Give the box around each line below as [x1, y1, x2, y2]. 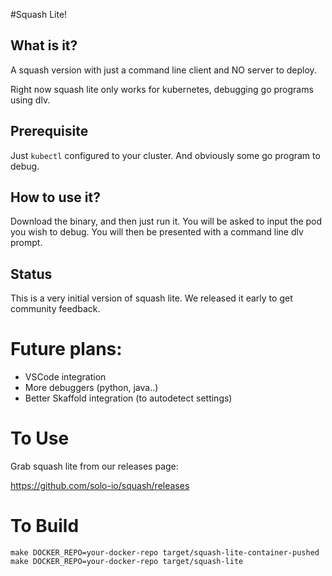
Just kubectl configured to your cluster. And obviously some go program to [10, 149, 321, 161]
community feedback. [10, 303, 101, 315]
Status [10, 265, 53, 283]
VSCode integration [24, 371, 107, 383]
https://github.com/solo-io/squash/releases [10, 480, 190, 492]
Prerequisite [10, 123, 89, 140]
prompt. [10, 237, 43, 249]
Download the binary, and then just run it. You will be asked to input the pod [10, 215, 323, 228]
